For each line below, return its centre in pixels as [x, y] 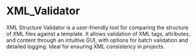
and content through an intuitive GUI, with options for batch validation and [97, 40]
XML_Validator [43, 11]
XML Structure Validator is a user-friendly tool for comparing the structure [97, 27]
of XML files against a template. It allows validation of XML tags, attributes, [98, 33]
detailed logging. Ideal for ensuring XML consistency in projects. [86, 46]
